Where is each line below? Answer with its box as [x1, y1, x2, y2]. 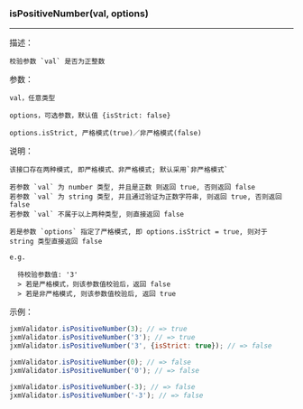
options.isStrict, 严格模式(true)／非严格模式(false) [9, 129, 202, 138]
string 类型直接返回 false [9, 237, 103, 246]
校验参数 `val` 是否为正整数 [9, 57, 106, 66]
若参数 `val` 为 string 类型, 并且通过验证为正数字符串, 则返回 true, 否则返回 [9, 192, 282, 201]
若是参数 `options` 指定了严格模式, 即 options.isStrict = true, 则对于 [9, 228, 268, 237]
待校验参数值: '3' [17, 270, 78, 280]
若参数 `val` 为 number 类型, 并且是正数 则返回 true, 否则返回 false [9, 183, 255, 192]
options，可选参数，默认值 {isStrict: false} [9, 111, 171, 120]
